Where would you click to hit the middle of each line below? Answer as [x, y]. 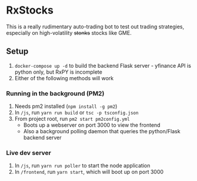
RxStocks [30, 10]
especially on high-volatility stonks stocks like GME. [69, 32]
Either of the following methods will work [64, 78]
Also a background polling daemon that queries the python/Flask [102, 131]
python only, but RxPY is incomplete [59, 72]
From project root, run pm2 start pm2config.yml [72, 119]
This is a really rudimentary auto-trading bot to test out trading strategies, [95, 27]
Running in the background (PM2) [55, 93]
